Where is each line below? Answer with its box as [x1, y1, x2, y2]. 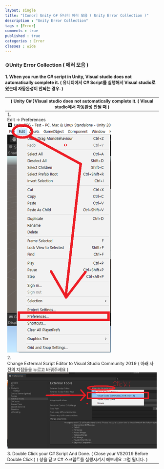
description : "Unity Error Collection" [5, 18, 89, 23]
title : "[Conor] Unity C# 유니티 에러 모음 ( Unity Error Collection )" [5, 13, 149, 18]
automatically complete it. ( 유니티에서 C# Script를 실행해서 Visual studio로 [5, 79, 156, 85]
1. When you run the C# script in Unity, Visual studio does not [5, 74, 132, 80]
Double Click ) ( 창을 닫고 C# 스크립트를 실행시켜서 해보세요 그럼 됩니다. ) [7, 456, 148, 463]
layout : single [5, 8, 36, 13]
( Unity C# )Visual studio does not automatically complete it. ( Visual [10, 98, 154, 104]
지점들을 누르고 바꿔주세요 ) [16, 366, 69, 372]
